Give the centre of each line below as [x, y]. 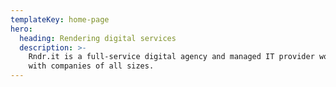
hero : [21, 29]
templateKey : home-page [60, 19]
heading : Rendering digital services [98, 38]
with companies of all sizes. [91, 66]
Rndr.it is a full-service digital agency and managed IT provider [171, 57]
